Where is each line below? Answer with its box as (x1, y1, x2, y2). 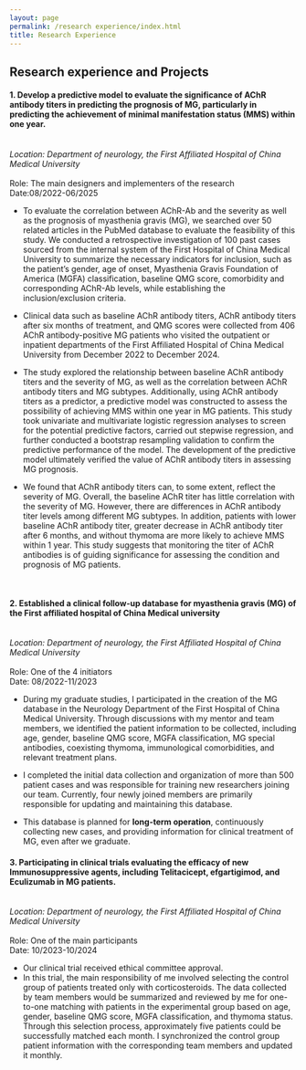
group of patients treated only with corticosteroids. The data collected (22, 982, 288, 993)
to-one (22, 1002, 48, 1012)
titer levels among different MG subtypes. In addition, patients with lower (22, 510, 297, 521)
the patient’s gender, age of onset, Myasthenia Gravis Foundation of (22, 263, 279, 274)
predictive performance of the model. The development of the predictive (22, 444, 296, 455)
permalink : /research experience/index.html (9, 22, 182, 31)
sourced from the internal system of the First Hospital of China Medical (22, 244, 290, 255)
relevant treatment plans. (22, 752, 117, 763)
